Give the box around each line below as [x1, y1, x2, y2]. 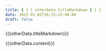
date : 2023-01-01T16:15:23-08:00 [5, 12, 76, 17]
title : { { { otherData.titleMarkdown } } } [5, 7, 101, 13]
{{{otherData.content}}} [5, 40, 55, 46]
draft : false [5, 17, 33, 22]
